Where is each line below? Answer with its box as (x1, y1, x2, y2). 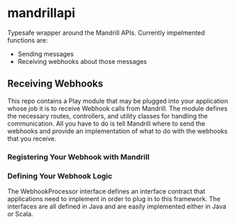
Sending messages (17, 50, 75, 58)
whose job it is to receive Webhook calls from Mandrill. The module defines (7, 104, 228, 113)
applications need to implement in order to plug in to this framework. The (7, 194, 221, 203)
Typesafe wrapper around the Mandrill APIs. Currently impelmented (7, 28, 205, 37)
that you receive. (7, 134, 57, 142)
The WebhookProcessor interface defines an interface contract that (7, 186, 206, 196)
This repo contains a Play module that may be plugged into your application (7, 96, 229, 105)
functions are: (7, 35, 48, 44)
